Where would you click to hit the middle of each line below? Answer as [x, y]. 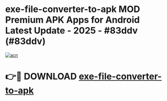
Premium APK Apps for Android [72, 20]
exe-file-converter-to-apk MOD [73, 9]
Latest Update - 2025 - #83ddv [72, 31]
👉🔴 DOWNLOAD [41, 77]
